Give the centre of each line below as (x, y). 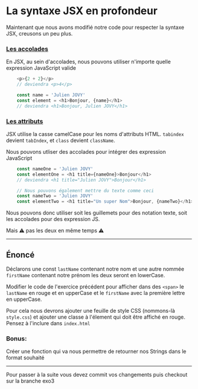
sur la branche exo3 (30, 381)
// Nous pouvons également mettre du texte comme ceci (85, 190)
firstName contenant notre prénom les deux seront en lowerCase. (86, 275)
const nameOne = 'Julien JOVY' (55, 169)
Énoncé (20, 255)
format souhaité (25, 358)
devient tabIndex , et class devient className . (61, 140)
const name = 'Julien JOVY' (51, 95)
